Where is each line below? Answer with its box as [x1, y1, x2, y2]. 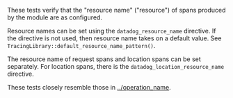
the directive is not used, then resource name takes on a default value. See [7, 34, 222, 42]
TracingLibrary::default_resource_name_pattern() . [7, 42, 156, 49]
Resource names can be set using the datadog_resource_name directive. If [7, 27, 216, 35]
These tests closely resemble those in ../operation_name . [7, 83, 172, 91]
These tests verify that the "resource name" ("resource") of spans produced [7, 6, 226, 14]
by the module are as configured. [7, 13, 103, 22]
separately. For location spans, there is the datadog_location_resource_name [7, 63, 225, 70]
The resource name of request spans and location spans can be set [7, 55, 202, 63]
